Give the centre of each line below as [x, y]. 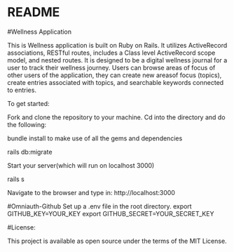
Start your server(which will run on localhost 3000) [81, 165]
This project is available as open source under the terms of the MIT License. [117, 241]
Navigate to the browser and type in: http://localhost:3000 [91, 192]
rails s [16, 179]
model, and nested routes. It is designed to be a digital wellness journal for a [117, 60]
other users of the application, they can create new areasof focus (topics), [115, 75]
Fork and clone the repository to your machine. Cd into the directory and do [116, 117]
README [34, 12]
